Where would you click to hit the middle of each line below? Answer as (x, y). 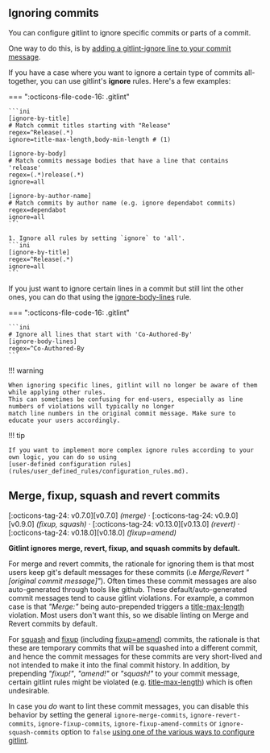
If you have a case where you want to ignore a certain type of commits (126, 72)
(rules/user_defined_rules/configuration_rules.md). (99, 471)
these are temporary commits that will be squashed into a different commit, (133, 647)
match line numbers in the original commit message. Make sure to (122, 413)
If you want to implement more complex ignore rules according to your (131, 450)
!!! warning (26, 370)
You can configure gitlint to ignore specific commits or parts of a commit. (130, 32)
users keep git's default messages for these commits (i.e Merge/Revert (126, 572)
